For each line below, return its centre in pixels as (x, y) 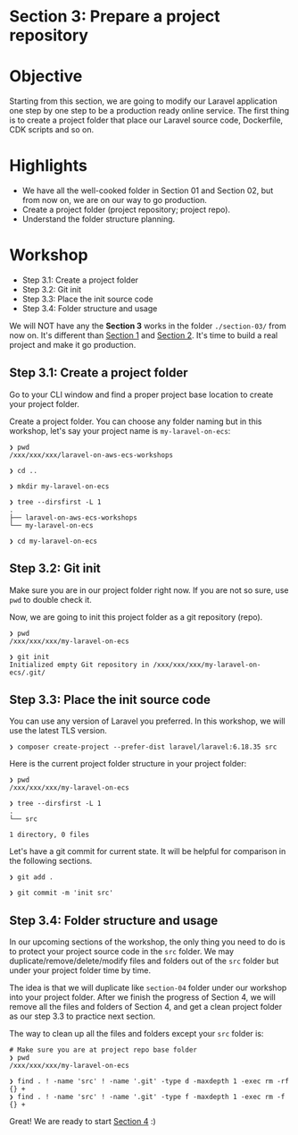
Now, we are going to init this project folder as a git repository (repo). (136, 617)
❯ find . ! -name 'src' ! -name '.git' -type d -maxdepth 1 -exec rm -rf (149, 1081)
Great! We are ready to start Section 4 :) (83, 1122)
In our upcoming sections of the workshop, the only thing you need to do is (147, 942)
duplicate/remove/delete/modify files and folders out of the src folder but (144, 961)
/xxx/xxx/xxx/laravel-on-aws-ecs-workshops (91, 455)
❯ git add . (31, 877)
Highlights (48, 166)
